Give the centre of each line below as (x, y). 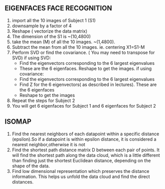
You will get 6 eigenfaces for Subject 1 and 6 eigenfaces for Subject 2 (84, 106)
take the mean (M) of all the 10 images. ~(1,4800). (63, 42)
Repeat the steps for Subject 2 (43, 101)
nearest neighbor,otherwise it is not (49, 144)
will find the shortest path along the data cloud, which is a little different (86, 155)
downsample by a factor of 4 (42, 26)
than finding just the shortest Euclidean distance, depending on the (81, 160)
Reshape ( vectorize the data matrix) (50, 31)
